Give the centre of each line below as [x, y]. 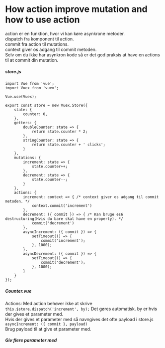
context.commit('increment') [62, 205]
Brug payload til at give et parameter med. [48, 329]
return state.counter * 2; [60, 131]
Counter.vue [18, 291]
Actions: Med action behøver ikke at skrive [49, 303]
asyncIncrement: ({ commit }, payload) [46, 324]
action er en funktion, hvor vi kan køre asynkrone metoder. [65, 33]
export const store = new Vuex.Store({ [46, 105]
